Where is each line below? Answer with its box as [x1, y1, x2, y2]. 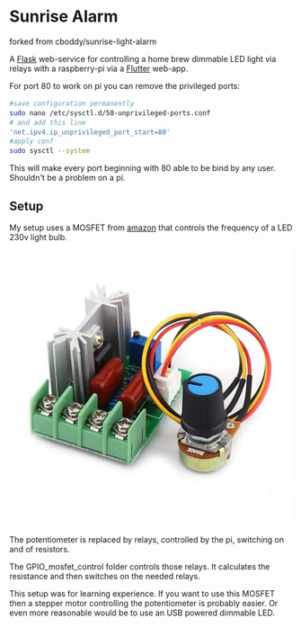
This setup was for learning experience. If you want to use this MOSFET [9, 588, 276, 599]
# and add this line [9, 118, 87, 127]
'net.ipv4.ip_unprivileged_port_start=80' [9, 128, 171, 137]
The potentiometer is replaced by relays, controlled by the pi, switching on [9, 534, 285, 545]
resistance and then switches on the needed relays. [9, 571, 200, 581]
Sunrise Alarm [9, 6, 119, 27]
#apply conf [9, 137, 54, 146]
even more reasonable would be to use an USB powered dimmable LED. [9, 607, 276, 618]
